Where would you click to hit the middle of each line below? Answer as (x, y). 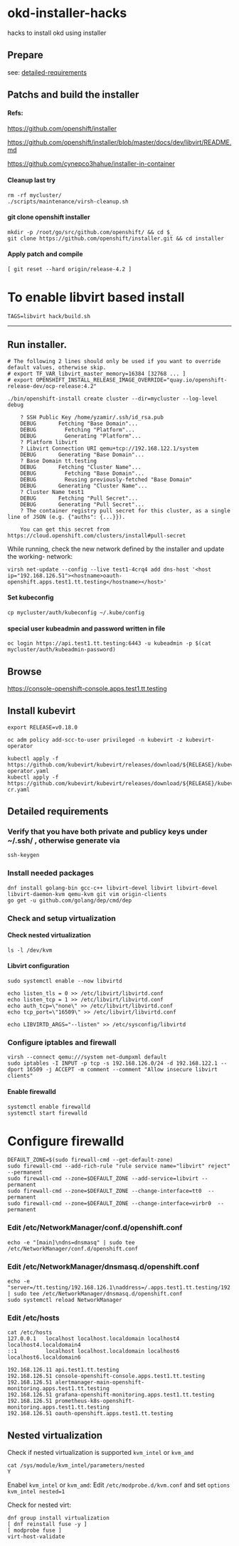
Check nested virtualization (49, 935)
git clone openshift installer (49, 217)
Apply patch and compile (45, 254)
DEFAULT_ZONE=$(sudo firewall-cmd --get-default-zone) (90, 1160)
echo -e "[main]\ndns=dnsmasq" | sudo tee (71, 1242)
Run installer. (37, 345)
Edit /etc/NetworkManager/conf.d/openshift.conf (95, 1228)
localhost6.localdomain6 (44, 1357)
